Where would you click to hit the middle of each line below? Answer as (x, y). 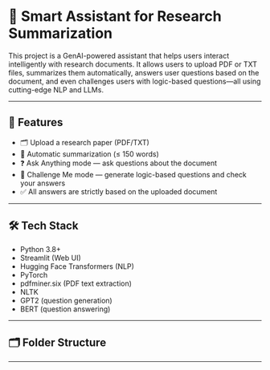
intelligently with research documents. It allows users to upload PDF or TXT (133, 64)
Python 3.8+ (41, 249)
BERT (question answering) (65, 309)
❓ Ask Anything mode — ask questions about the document (119, 163)
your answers (43, 183)
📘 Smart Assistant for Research (115, 16)
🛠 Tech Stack (43, 226)
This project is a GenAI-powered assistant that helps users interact (119, 55)
